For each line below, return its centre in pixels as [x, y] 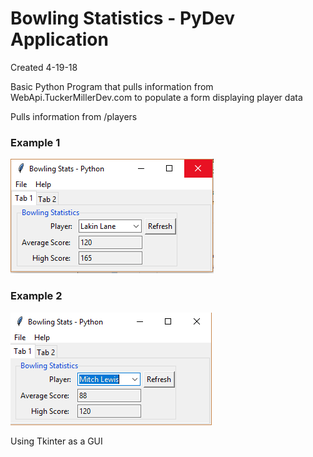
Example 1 [35, 142]
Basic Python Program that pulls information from [112, 86]
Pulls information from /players [74, 116]
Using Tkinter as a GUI [56, 441]
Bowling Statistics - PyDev [123, 18]
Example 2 [36, 296]
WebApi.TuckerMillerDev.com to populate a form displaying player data [156, 97]
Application [59, 39]
